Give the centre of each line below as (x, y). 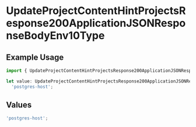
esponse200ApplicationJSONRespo (96, 23)
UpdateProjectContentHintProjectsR (96, 11)
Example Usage (35, 57)
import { (17, 71)
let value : (19, 81)
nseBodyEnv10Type (55, 36)
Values (19, 105)
